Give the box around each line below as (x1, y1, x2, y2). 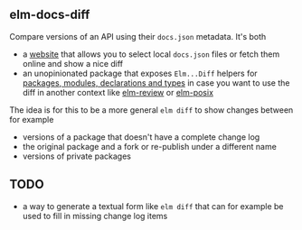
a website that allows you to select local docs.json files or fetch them (22, 49, 280, 60)
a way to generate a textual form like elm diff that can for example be (22, 200, 284, 211)
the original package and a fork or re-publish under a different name (22, 141, 278, 152)
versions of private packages (22, 151, 131, 161)
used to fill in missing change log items (22, 210, 168, 221)
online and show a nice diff (22, 58, 124, 69)
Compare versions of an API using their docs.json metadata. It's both (9, 31, 267, 41)
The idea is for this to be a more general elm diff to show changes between (9, 104, 294, 115)
